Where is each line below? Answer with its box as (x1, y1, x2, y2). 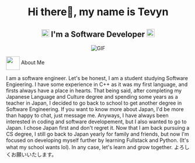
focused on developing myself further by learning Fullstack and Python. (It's (6, 137, 189, 144)
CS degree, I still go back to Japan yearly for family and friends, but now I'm (6, 131, 190, 137)
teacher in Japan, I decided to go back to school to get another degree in (6, 99, 182, 106)
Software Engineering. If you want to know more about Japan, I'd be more (6, 106, 184, 113)
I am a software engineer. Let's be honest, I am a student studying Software (6, 75, 189, 81)
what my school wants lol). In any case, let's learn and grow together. (6, 144, 173, 151)
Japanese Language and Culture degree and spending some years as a (6, 93, 178, 100)
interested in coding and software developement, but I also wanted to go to (6, 118, 187, 125)
